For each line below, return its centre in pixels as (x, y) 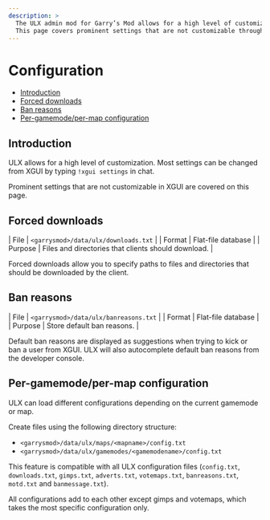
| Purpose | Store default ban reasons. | (74, 325)
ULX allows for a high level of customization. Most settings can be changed (133, 163)
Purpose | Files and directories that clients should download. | (111, 248)
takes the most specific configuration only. (79, 507)
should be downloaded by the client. (69, 272)
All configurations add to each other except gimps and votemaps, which (127, 499)
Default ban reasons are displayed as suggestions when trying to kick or (128, 341)
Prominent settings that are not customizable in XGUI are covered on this (129, 187)
